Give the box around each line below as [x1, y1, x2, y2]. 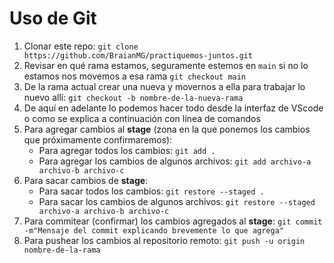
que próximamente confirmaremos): [23, 133, 173, 146]
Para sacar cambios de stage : [23, 174, 149, 186]
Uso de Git [9, 7, 97, 30]
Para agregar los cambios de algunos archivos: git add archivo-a [38, 155, 312, 167]
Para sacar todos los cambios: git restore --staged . [38, 185, 265, 197]
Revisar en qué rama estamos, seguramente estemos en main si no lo [23, 59, 309, 71]
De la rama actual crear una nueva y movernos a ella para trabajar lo [23, 80, 306, 92]
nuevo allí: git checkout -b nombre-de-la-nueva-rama [23, 91, 244, 103]
